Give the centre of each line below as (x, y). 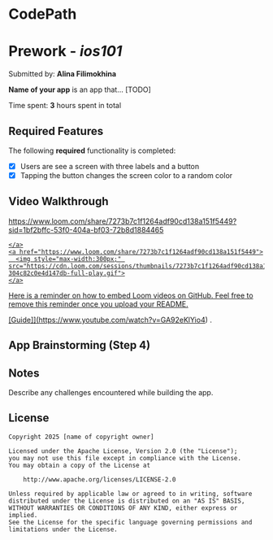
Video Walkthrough (58, 201)
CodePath (43, 14)
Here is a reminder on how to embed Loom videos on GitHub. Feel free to (131, 295)
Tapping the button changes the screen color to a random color (126, 175)
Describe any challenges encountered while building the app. (111, 393)
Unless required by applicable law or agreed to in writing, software (130, 494)
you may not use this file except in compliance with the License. (125, 458)
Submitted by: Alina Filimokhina (62, 74)
